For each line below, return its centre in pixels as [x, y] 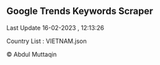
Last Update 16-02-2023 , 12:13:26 [55, 27]
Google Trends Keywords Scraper [80, 11]
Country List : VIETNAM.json [46, 41]
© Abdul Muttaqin [32, 54]
